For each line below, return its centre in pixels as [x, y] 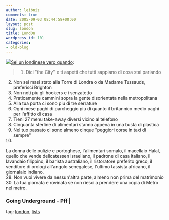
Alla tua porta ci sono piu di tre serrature [55, 103]
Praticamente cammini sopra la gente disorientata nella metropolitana [85, 98]
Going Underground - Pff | [38, 201]
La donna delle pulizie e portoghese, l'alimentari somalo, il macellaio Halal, [83, 150]
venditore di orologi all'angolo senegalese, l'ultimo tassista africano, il [78, 166]
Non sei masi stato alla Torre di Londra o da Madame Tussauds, [79, 82]
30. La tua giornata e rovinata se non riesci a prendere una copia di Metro [82, 182]
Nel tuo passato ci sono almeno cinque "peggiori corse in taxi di [79, 130]
